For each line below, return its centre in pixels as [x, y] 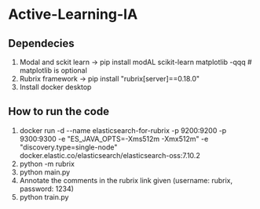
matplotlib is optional [53, 70]
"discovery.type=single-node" [68, 147]
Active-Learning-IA [73, 14]
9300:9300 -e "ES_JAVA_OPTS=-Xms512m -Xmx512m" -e [114, 139]
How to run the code [59, 112]
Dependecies [41, 43]
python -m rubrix [47, 164]
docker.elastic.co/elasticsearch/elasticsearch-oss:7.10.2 [110, 155]
